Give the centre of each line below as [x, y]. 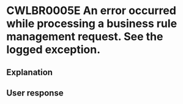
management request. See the [85, 37]
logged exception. [54, 50]
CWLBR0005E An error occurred [91, 11]
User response [35, 93]
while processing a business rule [92, 24]
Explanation [30, 72]
